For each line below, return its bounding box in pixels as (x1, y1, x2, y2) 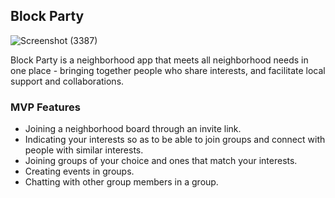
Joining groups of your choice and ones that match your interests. (24, 155, 298, 167)
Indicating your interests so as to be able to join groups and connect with (24, 134, 326, 146)
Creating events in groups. (24, 165, 135, 178)
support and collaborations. (10, 75, 125, 87)
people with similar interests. (24, 144, 144, 156)
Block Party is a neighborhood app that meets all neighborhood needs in (10, 54, 309, 66)
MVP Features (10, 100, 81, 114)
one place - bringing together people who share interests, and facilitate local (10, 64, 326, 76)
